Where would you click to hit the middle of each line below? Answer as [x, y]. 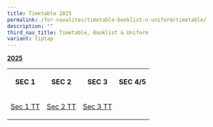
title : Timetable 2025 [39, 13]
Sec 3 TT [98, 107]
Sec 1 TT [25, 107]
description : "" [30, 26]
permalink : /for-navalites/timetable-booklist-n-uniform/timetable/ [107, 20]
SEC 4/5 [133, 82]
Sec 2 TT [62, 107]
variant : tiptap [30, 39]
